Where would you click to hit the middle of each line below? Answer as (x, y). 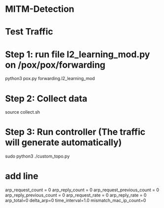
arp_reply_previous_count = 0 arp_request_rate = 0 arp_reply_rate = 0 (76, 195)
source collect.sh (23, 112)
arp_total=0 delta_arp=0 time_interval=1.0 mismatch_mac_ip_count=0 (76, 201)
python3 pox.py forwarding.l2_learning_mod (50, 79)
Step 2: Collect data (46, 99)
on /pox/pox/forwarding (55, 65)
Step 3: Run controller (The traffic (75, 132)
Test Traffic (29, 32)
